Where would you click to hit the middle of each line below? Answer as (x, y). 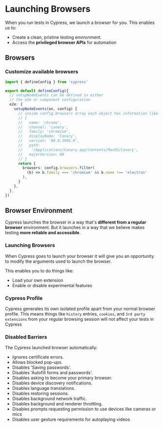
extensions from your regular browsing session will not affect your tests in (80, 319)
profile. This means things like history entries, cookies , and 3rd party (75, 314)
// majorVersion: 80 (41, 154)
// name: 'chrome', (40, 123)
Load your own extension (38, 280)
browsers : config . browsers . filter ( (59, 168)
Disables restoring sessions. (41, 393)
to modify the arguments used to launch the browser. (58, 261)
